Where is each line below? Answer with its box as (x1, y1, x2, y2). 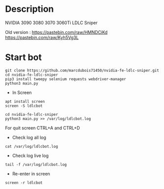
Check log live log (12, 153, 49, 158)
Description (5, 3, 54, 15)
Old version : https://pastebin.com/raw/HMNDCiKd (5, 29, 108, 35)
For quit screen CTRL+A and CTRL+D (5, 125, 80, 131)
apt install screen (5, 99, 45, 104)
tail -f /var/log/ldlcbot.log (5, 162, 67, 167)
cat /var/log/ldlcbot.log (5, 144, 58, 149)
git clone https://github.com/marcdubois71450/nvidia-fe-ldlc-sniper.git (5, 68, 160, 73)
